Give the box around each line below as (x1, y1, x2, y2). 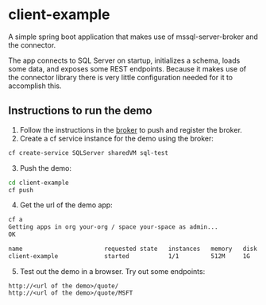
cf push (8, 186, 34, 194)
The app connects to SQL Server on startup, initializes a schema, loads (8, 56, 241, 65)
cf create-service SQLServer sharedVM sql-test (8, 149, 169, 156)
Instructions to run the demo (8, 104, 152, 118)
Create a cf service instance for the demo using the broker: (19, 133, 214, 143)
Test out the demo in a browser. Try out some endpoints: (19, 266, 206, 276)
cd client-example (8, 179, 69, 187)
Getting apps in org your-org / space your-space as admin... (8, 223, 218, 231)
